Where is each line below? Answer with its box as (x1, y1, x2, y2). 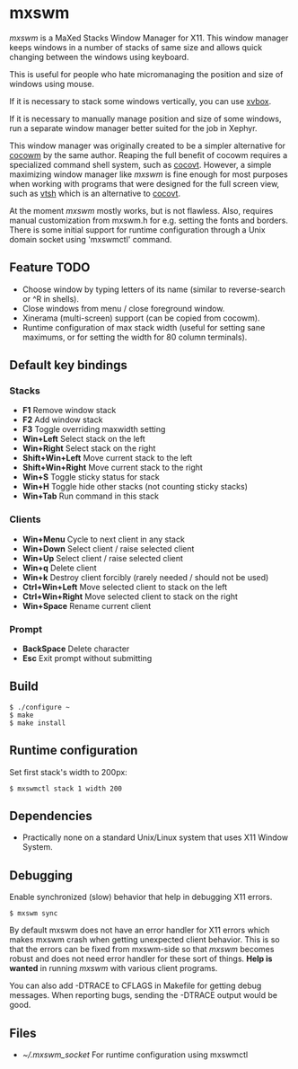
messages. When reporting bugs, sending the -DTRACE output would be (9, 990, 278, 1001)
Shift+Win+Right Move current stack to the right (22, 462, 204, 473)
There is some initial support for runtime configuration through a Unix (9, 224, 267, 235)
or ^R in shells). (22, 293, 79, 304)
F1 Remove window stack (22, 405, 117, 416)
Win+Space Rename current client (22, 600, 152, 611)
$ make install (9, 718, 66, 728)
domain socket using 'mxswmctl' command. (9, 234, 172, 244)
